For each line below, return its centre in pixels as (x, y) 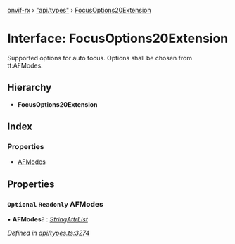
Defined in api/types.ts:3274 (49, 233)
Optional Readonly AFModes (56, 204)
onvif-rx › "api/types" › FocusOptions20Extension (79, 10)
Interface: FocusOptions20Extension (118, 39)
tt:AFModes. (25, 65)
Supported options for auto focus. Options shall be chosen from (100, 58)
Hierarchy (30, 88)
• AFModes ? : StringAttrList (47, 219)
